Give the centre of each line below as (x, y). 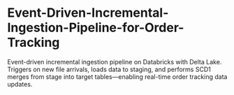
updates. (20, 84)
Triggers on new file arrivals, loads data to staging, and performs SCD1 (109, 69)
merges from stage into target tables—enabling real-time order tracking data (117, 76)
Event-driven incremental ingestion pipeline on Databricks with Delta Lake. (115, 61)
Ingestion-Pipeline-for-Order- (96, 28)
